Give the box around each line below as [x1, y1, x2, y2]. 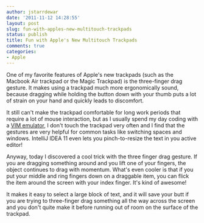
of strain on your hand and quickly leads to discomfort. [6, 97, 144, 104]
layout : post [6, 20, 40, 26]
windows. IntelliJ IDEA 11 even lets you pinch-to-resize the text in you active [6, 135, 197, 142]
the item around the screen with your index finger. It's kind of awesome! [6, 179, 187, 186]
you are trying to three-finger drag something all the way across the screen [6, 197, 195, 204]
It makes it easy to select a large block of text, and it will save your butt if [6, 190, 189, 198]
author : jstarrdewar [6, 9, 59, 15]
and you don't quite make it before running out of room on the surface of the [6, 204, 199, 211]
